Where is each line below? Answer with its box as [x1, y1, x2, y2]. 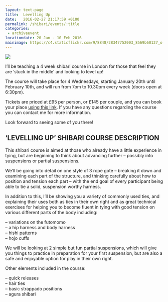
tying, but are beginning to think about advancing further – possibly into [5, 152, 153, 158]
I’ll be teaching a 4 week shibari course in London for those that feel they [5, 63, 156, 69]
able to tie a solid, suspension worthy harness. [5, 183, 101, 189]
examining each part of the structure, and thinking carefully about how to [5, 173, 156, 179]
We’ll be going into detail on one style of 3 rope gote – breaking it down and [5, 167, 161, 173]
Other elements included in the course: [5, 265, 86, 271]
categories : [5, 26, 30, 31]
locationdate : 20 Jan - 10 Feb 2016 [5, 36, 82, 41]
